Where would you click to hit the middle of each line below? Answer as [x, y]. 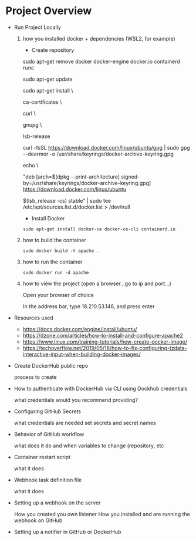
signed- [131, 177]
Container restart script [42, 457]
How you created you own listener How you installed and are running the [102, 514]
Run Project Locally [37, 27]
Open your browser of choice [58, 295]
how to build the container [54, 240]
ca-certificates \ [42, 102]
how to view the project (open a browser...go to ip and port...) [97, 283]
